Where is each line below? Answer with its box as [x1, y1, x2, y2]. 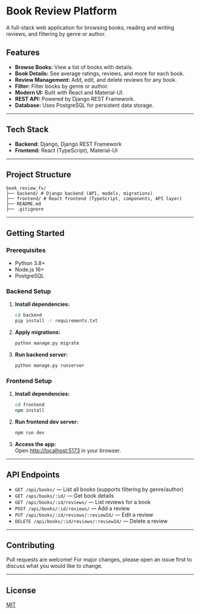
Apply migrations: [14, 329, 61, 336]
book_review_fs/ [6, 185, 46, 192]
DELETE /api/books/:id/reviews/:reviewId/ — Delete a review [14, 517, 168, 524]
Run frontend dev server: [14, 418, 79, 425]
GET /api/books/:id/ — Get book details [14, 492, 114, 499]
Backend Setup [6, 287, 52, 295]
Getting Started [6, 228, 65, 238]
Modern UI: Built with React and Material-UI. [14, 88, 124, 96]
